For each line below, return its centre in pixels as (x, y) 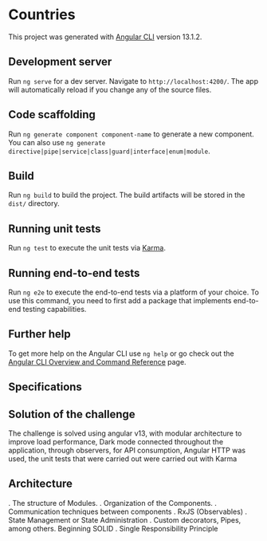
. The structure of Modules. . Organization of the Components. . (113, 503)
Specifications (45, 387)
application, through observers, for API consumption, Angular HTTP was (127, 450)
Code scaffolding (52, 115)
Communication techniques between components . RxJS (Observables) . (128, 511)
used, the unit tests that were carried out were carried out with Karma (123, 459)
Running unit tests (55, 229)
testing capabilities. (55, 309)
